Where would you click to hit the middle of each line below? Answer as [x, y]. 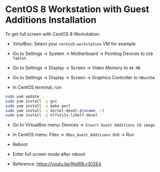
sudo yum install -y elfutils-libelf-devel [52, 115]
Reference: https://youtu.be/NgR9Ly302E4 [57, 164]
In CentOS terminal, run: [37, 87]
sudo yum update [22, 96]
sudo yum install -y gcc [31, 101]
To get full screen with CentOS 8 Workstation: [53, 34]
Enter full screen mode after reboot [49, 154]
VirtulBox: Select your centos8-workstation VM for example [74, 43]
